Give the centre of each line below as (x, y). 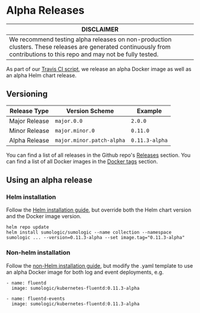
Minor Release (29, 131)
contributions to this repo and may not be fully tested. (84, 54)
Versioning (27, 94)
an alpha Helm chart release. (41, 75)
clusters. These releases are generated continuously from (90, 47)
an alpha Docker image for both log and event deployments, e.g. (85, 272)
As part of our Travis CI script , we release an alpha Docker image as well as (99, 69)
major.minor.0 (75, 131)
